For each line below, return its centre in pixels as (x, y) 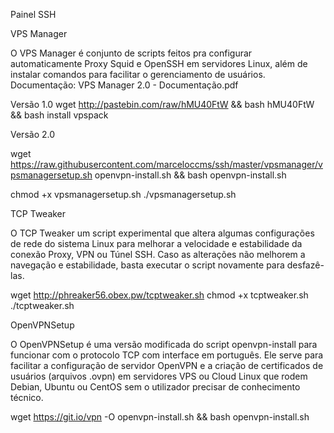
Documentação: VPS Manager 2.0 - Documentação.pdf (124, 85)
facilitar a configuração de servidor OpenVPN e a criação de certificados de (167, 365)
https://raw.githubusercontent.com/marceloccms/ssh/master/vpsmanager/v (166, 164)
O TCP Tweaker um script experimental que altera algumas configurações (162, 233)
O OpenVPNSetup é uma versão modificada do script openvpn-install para (164, 344)
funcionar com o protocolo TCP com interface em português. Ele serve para (167, 355)
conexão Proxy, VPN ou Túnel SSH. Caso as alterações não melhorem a (158, 254)
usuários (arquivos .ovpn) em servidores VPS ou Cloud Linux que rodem (159, 376)
